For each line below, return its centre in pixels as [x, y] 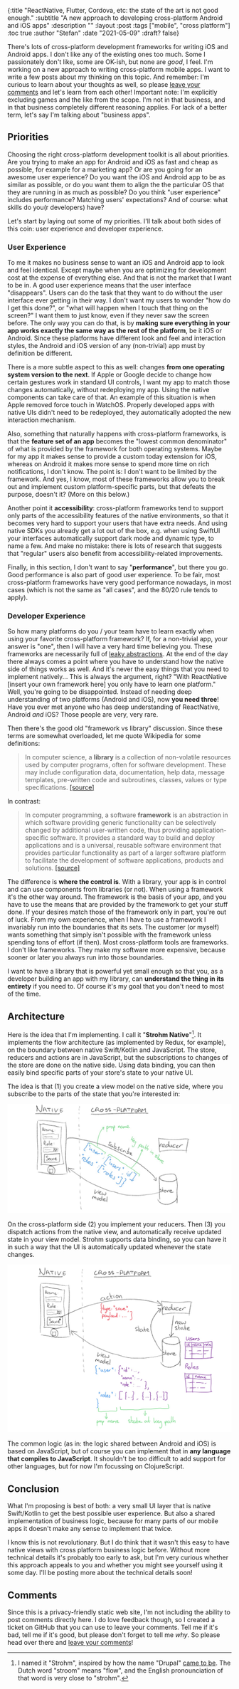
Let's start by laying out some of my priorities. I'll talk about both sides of [115, 221]
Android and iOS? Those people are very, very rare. [83, 715]
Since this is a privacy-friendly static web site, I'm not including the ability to [119, 1612]
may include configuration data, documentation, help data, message [125, 772]
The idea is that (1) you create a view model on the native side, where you [115, 1086]
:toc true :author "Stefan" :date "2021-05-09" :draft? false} [94, 33]
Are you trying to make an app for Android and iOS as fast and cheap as [113, 162]
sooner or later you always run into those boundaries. [86, 957]
